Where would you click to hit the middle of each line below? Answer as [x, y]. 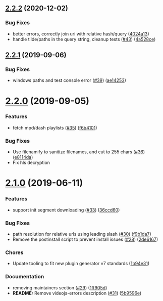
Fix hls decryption [31, 163]
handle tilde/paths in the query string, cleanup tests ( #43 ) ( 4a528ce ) [84, 39]
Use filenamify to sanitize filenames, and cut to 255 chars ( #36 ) [79, 152]
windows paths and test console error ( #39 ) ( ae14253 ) [69, 80]
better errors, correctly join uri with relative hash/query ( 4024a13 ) [81, 34]
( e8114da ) [23, 157]
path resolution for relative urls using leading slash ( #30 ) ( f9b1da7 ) [82, 234]
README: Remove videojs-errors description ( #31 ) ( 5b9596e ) [77, 293]
